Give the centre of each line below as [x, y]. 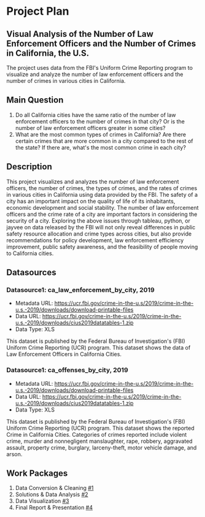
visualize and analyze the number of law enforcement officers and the [95, 74]
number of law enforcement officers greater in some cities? [90, 128]
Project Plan [38, 11]
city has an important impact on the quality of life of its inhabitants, [91, 201]
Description [29, 167]
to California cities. [30, 253]
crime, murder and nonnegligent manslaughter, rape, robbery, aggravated [99, 441]
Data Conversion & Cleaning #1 [54, 488]
